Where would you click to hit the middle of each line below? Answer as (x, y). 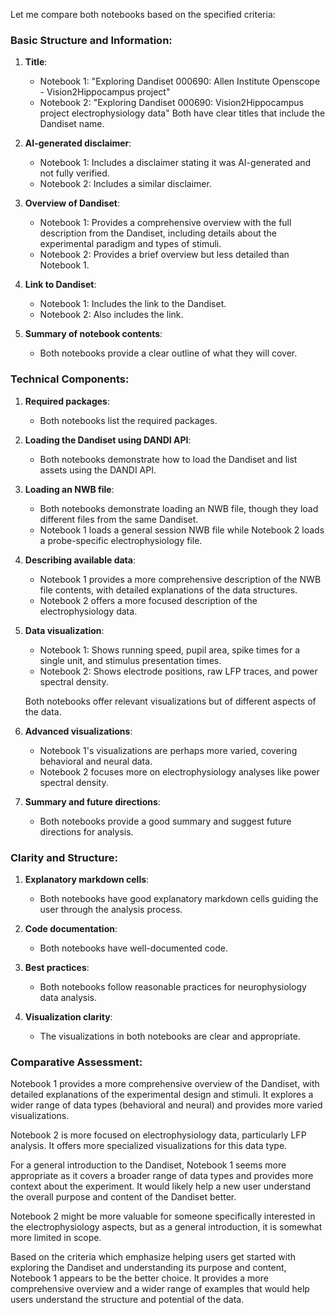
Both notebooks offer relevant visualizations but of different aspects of (170, 701)
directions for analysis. (86, 831)
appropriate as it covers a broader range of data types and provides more (162, 1176)
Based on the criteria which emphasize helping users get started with (153, 1257)
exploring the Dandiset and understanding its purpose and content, (148, 1268)
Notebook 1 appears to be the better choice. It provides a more (139, 1278)
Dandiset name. (72, 124)
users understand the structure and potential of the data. (127, 1300)
